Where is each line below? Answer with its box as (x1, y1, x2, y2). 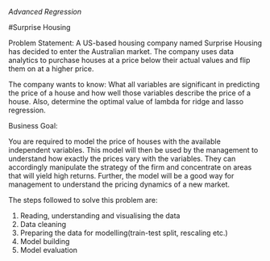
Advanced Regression (8, 7, 82, 16)
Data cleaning (19, 220, 67, 229)
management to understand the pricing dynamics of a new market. (8, 179, 231, 189)
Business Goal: (8, 121, 58, 130)
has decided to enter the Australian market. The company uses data (8, 47, 235, 56)
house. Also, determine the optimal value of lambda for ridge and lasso (8, 97, 244, 106)
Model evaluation (19, 246, 78, 255)
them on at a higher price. (8, 64, 94, 74)
